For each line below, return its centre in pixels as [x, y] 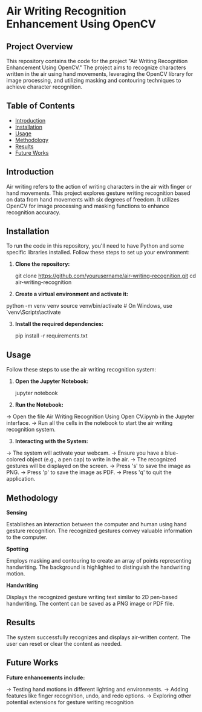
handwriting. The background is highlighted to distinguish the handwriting [98, 567]
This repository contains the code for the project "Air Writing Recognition [97, 61]
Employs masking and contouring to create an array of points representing [99, 561]
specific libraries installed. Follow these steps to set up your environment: [98, 253]
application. [21, 479]
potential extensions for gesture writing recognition [70, 702]
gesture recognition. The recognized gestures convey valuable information [99, 531]
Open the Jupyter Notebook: [52, 381]
